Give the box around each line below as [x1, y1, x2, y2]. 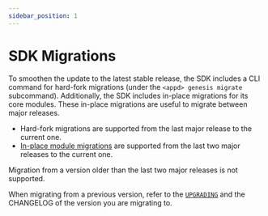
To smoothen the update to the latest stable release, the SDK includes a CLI [8, 74, 261, 83]
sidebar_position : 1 [8, 11, 79, 20]
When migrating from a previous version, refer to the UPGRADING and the [8, 189, 245, 199]
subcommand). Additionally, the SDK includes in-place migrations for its [8, 91, 249, 100]
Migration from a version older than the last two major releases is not [8, 165, 239, 175]
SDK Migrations [8, 46, 117, 65]
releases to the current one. [19, 149, 113, 159]
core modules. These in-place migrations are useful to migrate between [8, 99, 248, 109]
